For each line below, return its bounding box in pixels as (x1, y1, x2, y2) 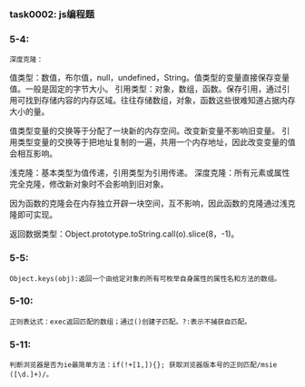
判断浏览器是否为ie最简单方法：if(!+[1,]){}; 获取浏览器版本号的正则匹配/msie (9, 361, 278, 370)
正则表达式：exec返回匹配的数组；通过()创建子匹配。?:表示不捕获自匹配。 (9, 317, 251, 326)
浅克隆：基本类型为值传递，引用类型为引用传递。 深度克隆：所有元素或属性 (9, 168, 290, 179)
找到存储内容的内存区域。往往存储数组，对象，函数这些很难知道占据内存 (25, 95, 296, 106)
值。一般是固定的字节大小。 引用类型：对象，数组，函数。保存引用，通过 (9, 83, 282, 94)
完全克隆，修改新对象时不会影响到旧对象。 (9, 179, 169, 189)
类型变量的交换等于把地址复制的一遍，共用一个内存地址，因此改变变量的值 (16, 137, 296, 148)
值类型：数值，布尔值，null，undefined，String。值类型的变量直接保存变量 (9, 73, 290, 83)
